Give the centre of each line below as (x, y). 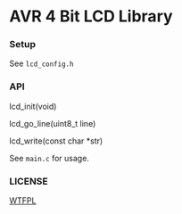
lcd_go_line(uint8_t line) (53, 123)
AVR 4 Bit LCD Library (91, 16)
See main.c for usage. (49, 158)
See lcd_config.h (41, 63)
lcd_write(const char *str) (56, 141)
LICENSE (29, 181)
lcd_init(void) (33, 106)
